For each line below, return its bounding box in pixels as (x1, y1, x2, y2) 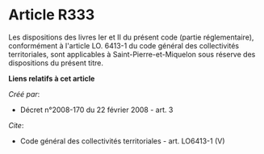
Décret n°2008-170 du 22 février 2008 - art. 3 (19, 105, 174, 114)
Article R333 (8, 6, 95, 24)
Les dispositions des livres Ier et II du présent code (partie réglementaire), (8, 32, 254, 42)
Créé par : (8, 89, 40, 98)
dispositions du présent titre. (8, 58, 103, 68)
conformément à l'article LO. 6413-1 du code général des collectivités (8, 40, 240, 50)
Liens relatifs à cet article (8, 73, 95, 83)
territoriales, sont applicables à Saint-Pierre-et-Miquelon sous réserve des (8, 49, 256, 59)
